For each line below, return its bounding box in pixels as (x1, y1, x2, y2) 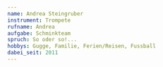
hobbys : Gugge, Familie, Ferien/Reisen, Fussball (7, 43, 157, 50)
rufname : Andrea (7, 23, 55, 30)
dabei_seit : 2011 (7, 50, 59, 57)
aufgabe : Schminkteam (7, 29, 71, 37)
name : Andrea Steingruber (7, 10, 83, 17)
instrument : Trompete (7, 17, 71, 24)
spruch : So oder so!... (7, 36, 78, 43)
